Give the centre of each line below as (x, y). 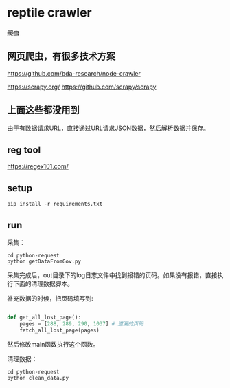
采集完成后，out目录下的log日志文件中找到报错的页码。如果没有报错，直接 (112, 275)
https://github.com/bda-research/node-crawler (74, 73)
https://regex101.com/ (38, 166)
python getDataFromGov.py (44, 261)
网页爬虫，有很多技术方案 (61, 56)
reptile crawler (50, 13)
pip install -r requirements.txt (55, 204)
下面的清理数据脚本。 (43, 284)
